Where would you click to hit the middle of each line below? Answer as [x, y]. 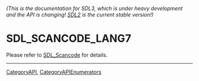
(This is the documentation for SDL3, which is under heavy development [94, 8]
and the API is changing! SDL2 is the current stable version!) [80, 14]
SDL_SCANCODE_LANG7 [69, 38]
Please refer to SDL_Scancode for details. [57, 55]
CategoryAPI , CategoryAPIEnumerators [54, 72]
